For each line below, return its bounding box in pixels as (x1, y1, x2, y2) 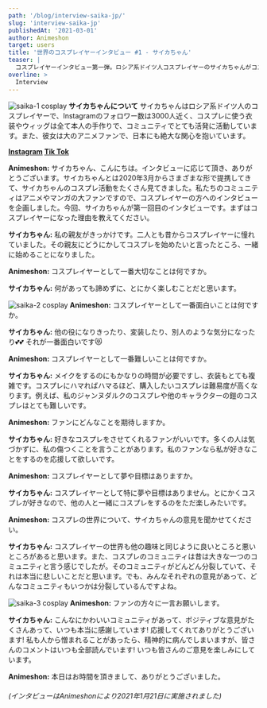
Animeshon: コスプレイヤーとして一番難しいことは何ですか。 (8, 354, 211, 363)
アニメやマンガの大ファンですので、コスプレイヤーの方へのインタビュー (21, 192, 258, 203)
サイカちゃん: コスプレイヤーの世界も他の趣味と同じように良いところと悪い (8, 541, 257, 551)
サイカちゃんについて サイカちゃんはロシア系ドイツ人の (68, 101, 252, 110)
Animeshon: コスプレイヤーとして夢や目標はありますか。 (8, 470, 197, 481)
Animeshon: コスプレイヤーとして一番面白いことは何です (69, 300, 259, 310)
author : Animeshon (8, 33, 69, 42)
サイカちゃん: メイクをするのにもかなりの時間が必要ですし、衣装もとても (8, 370, 249, 380)
